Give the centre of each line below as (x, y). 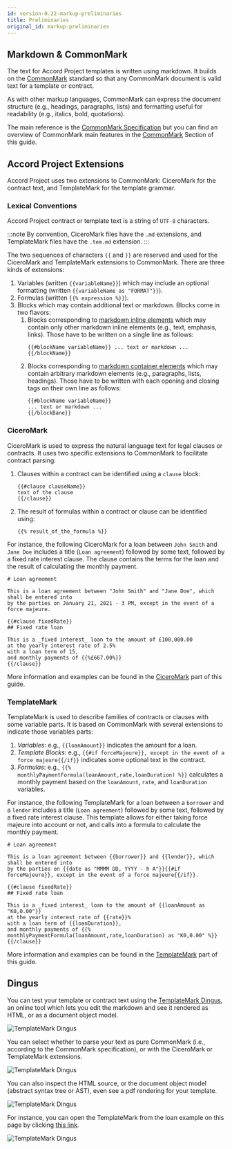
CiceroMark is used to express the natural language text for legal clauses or (115, 445)
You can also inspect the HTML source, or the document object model (107, 1083)
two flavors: (34, 313)
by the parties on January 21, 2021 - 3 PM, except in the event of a (111, 603)
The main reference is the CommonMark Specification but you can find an (113, 127)
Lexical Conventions (42, 206)
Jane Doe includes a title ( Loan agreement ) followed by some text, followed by (116, 552)
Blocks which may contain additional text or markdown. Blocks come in (118, 305)
